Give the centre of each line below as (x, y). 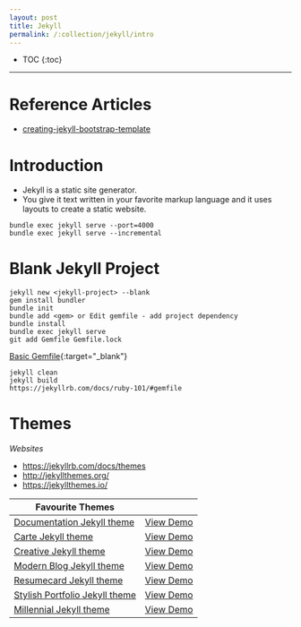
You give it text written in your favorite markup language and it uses (147, 200)
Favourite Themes (75, 507)
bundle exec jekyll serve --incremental (86, 234)
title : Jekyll (36, 26)
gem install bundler (48, 301)
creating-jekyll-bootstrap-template (86, 129)
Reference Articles (81, 104)
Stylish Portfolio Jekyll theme (75, 595)
